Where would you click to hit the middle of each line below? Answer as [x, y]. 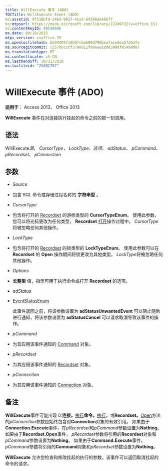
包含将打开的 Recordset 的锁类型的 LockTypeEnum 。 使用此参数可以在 [85, 248]
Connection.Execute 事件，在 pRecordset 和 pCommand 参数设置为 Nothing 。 [83, 428]
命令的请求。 [18, 463]
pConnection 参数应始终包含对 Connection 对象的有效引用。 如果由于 [80, 421]
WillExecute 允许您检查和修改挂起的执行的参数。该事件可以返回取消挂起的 [82, 457]
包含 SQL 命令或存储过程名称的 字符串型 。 [56, 194]
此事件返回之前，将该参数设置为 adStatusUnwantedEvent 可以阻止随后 [86, 311]
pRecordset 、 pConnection [33, 154]
